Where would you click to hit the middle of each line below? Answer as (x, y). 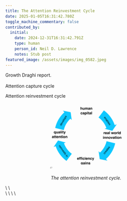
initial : (19, 33)
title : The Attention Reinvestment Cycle (50, 11)
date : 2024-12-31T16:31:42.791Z (49, 38)
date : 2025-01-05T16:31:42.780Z (40, 16)
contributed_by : (23, 27)
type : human (27, 44)
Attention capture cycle (30, 86)
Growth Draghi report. (28, 75)
